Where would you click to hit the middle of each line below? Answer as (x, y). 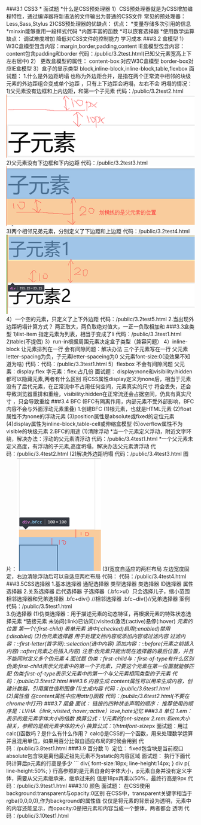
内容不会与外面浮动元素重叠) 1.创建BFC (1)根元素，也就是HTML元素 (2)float (99, 409)
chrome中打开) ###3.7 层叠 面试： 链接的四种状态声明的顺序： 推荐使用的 (97, 704)
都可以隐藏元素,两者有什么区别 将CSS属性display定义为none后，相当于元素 (99, 379)
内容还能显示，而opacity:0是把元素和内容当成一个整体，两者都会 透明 (97, 808)
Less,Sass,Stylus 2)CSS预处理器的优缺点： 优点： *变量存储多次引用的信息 (99, 24)
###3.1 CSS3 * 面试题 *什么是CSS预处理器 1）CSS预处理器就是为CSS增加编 (100, 9)
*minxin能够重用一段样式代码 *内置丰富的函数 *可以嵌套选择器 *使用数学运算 (100, 31)
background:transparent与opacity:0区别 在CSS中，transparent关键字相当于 (99, 793)
